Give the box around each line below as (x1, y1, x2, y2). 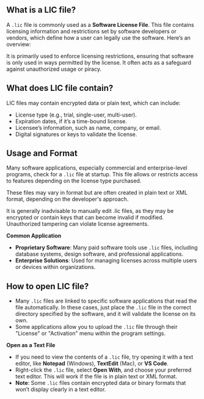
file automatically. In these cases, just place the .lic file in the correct (15, 304, 191, 311)
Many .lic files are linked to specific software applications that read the (15, 297, 197, 304)
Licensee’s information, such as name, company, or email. (15, 124, 161, 131)
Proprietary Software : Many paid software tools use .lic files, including (15, 244, 198, 251)
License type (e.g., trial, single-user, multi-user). (15, 111, 137, 118)
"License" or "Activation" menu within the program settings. (15, 329, 166, 337)
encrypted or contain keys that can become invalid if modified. (6, 214, 164, 221)
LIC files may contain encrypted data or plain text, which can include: (6, 99, 181, 106)
